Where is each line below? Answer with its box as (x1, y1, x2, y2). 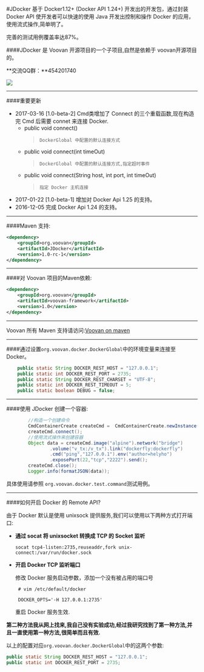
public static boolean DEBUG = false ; (17, 388, 115, 394)
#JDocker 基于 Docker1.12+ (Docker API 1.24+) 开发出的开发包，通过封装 (6, 5, 189, 12)
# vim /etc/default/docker (18, 586, 86, 592)
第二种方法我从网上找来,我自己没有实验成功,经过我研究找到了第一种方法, (6, 621, 188, 628)
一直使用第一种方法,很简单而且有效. (11, 629, 101, 636)
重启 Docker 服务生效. (15, 608, 70, 615)
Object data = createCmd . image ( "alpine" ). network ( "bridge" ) (28, 440, 183, 446)
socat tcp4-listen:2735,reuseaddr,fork (15, 544, 117, 550)
